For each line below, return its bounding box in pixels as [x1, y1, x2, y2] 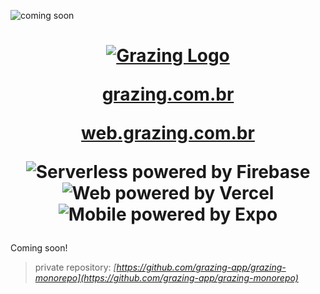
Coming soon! [10, 242, 68, 254]
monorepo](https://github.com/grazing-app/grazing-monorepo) [34, 272, 299, 284]
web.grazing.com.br [81, 122, 255, 145]
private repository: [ [34, 261, 117, 274]
